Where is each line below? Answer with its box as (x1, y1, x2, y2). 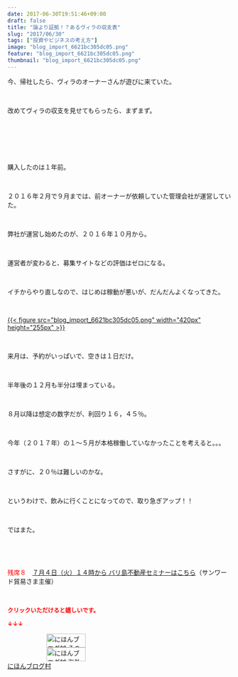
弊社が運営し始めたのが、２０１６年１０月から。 (7, 229, 151, 238)
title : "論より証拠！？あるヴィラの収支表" (7, 24, 121, 31)
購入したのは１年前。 (7, 162, 70, 171)
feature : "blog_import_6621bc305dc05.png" (7, 51, 135, 58)
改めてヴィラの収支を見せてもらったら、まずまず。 (7, 106, 156, 115)
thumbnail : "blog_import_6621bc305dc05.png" (7, 57, 141, 64)
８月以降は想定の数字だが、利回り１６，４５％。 (7, 409, 151, 418)
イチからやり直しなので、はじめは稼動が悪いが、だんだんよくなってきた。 (7, 287, 225, 296)
